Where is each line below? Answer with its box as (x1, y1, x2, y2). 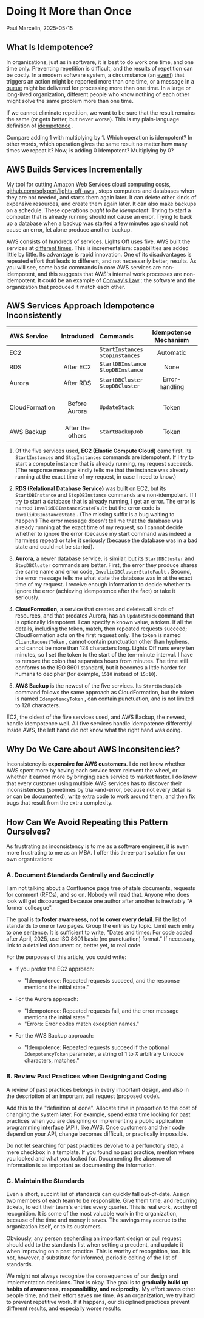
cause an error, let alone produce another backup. (6, 226, 132, 233)
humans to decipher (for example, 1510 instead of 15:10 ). (15, 671, 158, 678)
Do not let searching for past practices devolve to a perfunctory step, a (6, 1142, 184, 1149)
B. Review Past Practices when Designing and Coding (6, 1072, 167, 1080)
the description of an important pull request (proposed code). (6, 1092, 160, 1100)
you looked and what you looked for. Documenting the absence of (6, 1155, 172, 1162)
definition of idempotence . (6, 122, 74, 129)
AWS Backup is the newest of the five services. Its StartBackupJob (15, 682, 182, 689)
